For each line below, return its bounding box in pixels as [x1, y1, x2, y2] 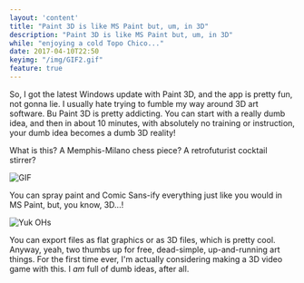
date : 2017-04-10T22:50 [9, 47, 100, 56]
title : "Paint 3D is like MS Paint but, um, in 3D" [9, 22, 209, 31]
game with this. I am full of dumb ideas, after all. [9, 263, 190, 274]
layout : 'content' [9, 13, 79, 23]
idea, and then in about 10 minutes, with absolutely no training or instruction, [9, 117, 295, 128]
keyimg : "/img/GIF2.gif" [9, 55, 103, 64]
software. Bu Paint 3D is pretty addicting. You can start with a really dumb [9, 108, 286, 119]
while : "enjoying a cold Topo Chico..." [9, 38, 165, 48]
